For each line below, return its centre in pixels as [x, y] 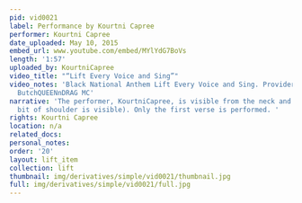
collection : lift [42, 168]
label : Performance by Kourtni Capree [82, 26]
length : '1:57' [38, 59]
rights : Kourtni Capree [54, 118]
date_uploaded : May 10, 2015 [64, 43]
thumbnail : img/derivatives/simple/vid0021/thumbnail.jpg [120, 176]
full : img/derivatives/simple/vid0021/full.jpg [100, 185]
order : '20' [31, 151]
